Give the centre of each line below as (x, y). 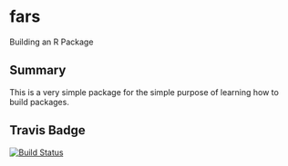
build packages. (40, 102)
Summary (38, 70)
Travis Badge (48, 130)
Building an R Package (51, 42)
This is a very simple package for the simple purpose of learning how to (144, 92)
